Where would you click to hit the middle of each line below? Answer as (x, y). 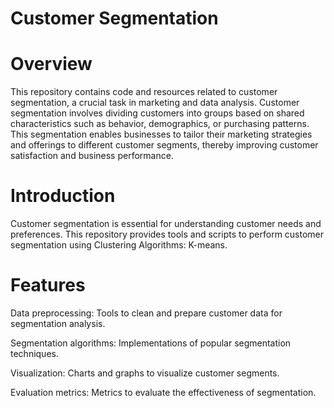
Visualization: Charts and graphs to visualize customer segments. (145, 373)
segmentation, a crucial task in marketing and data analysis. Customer (155, 103)
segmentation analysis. (58, 323)
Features (48, 285)
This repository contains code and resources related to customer (144, 92)
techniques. (34, 353)
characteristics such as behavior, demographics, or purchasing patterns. (160, 124)
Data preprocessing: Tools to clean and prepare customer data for (146, 313)
